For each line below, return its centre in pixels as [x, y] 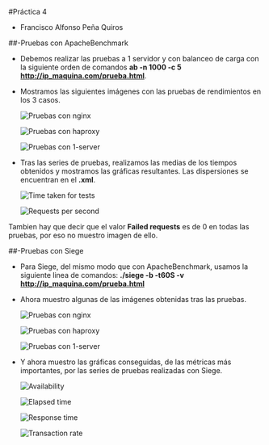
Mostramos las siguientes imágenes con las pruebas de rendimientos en [141, 91]
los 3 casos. [40, 100]
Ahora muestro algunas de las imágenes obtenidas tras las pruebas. [133, 299]
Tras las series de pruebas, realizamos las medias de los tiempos [128, 162]
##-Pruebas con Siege [46, 251]
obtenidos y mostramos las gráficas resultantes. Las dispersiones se [134, 171]
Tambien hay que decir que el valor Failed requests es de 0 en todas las [129, 227]
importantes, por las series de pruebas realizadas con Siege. [121, 370]
